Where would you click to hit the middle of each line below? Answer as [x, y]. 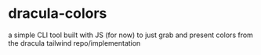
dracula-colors [58, 14]
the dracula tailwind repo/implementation [74, 43]
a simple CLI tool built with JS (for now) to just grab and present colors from [130, 35]
